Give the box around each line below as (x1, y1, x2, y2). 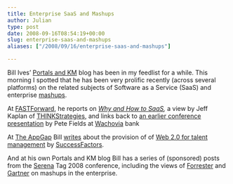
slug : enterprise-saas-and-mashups (7, 37, 112, 44)
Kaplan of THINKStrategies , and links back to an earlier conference (7, 112, 201, 120)
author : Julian (7, 17, 52, 24)
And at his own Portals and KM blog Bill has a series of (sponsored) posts (7, 154, 220, 162)
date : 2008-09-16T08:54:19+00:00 (7, 29, 105, 37)
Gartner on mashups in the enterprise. (7, 169, 118, 177)
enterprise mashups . (7, 91, 67, 99)
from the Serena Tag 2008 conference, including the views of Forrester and (7, 162, 226, 169)
